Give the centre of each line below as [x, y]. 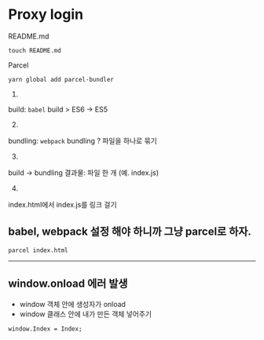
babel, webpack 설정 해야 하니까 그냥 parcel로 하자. [130, 232]
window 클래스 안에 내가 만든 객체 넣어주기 [85, 314]
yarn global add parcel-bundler [61, 79]
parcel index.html [38, 250]
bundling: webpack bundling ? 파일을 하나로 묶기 [82, 141]
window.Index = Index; [45, 329]
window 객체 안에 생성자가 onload [72, 304]
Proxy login [46, 15]
